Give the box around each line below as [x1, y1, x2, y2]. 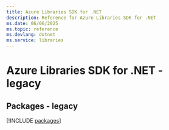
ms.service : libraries [6, 37, 64, 43]
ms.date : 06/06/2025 [6, 20, 59, 26]
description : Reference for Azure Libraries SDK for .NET [6, 15, 156, 21]
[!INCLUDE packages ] [6, 117, 61, 124]
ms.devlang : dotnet [6, 32, 56, 38]
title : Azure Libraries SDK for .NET [6, 9, 102, 15]
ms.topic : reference [6, 26, 59, 32]
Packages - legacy [6, 101, 78, 111]
